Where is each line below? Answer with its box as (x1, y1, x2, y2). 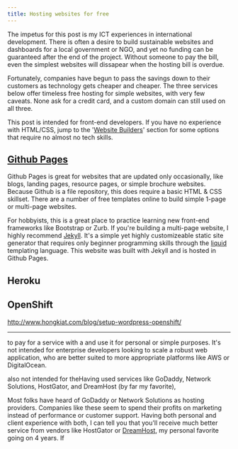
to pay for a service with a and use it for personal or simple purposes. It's (7, 338, 221, 347)
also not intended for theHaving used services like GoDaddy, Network (7, 374, 211, 383)
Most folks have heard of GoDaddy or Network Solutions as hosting (7, 396, 205, 404)
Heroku (7, 274, 41, 286)
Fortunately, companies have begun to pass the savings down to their (7, 74, 211, 82)
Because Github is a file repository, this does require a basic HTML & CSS (7, 188, 222, 196)
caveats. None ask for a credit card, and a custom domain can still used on (7, 97, 226, 105)
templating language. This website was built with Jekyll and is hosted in (7, 247, 217, 255)
